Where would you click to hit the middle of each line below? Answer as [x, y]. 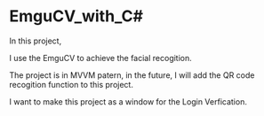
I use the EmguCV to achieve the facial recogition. [101, 58]
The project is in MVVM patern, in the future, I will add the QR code [132, 75]
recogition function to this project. [71, 84]
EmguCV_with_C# [76, 16]
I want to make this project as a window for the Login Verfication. [128, 101]
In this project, [36, 41]
